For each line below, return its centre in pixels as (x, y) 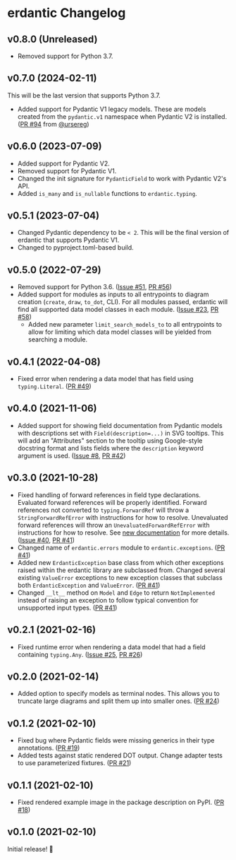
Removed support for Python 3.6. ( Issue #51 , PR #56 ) (95, 287)
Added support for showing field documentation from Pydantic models (120, 425)
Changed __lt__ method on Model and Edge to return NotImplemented (116, 593)
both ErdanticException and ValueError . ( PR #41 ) (89, 585)
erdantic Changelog (67, 13)
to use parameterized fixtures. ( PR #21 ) (74, 763)
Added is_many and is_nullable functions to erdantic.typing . (107, 193)
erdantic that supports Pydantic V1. (68, 240)
